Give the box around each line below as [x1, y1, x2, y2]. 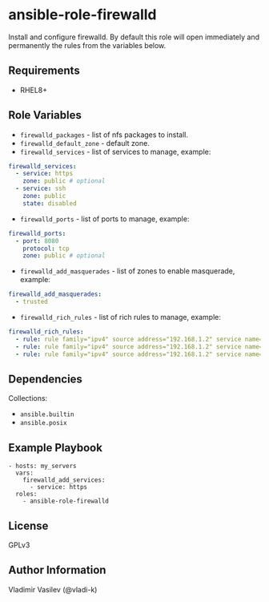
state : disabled [22, 199, 78, 208]
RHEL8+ [19, 85, 48, 95]
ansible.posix [19, 419, 67, 427]
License [8, 519, 49, 532]
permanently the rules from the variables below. [8, 40, 167, 50]
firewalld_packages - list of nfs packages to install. [19, 130, 188, 139]
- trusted [15, 298, 48, 306]
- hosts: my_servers [8, 463, 78, 471]
